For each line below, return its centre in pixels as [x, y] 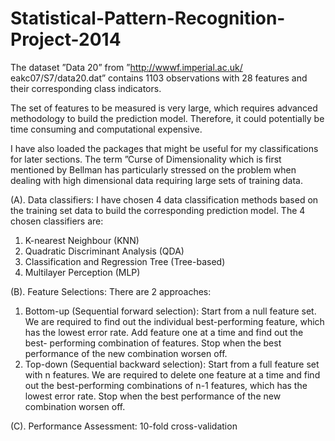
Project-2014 [66, 39]
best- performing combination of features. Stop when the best [153, 343]
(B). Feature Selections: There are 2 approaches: [111, 291]
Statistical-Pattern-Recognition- [148, 18]
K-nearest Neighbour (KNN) [82, 240]
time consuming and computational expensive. [106, 129]
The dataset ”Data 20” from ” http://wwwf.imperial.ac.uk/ [126, 67]
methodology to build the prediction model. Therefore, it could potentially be [167, 118]
